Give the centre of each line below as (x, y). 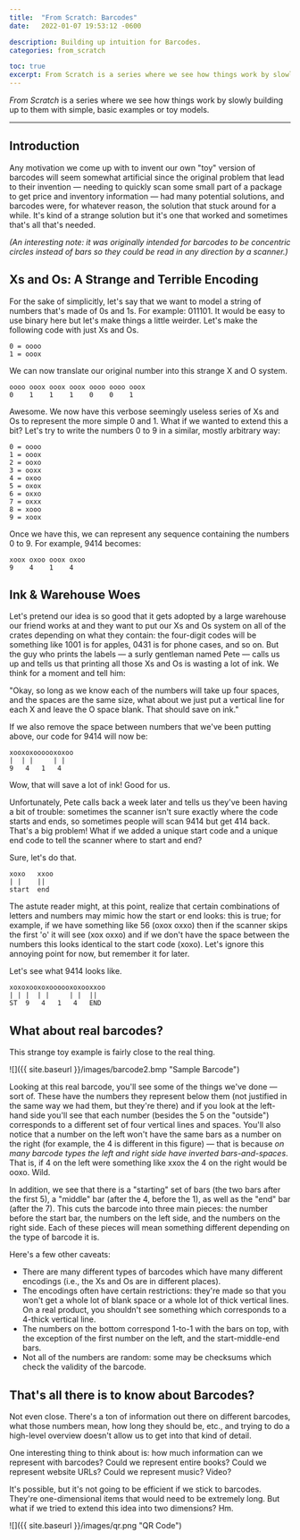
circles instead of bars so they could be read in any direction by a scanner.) (149, 251)
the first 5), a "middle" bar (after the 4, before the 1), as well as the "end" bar (150, 1199)
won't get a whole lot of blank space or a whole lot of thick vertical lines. (155, 1300)
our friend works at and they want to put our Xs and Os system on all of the (148, 626)
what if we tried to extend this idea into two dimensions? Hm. (121, 1509)
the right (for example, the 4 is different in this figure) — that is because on (147, 1144)
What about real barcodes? (86, 1031)
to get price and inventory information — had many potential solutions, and (147, 196)
